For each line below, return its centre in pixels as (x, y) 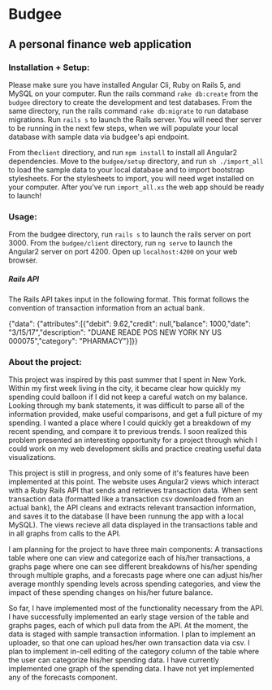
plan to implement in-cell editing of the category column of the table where (134, 652)
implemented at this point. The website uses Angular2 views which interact (134, 482)
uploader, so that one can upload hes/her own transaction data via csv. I (129, 643)
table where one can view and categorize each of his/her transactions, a (130, 558)
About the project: (45, 362)
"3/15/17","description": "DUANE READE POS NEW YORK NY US (115, 332)
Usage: (23, 216)
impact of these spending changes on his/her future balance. (111, 592)
